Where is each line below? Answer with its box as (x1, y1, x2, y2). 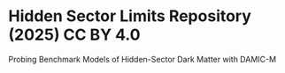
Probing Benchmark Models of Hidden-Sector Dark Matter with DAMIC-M (8, 54, 276, 64)
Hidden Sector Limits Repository (8, 6, 251, 26)
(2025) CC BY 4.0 (8, 25, 141, 45)
